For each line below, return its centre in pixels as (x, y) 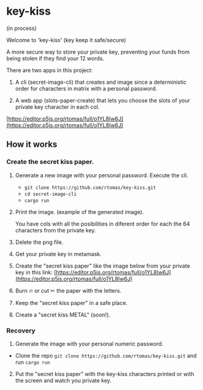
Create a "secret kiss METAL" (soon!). (63, 315)
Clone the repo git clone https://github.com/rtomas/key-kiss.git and (106, 355)
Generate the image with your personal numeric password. (89, 344)
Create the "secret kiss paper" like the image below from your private (103, 266)
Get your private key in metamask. (58, 254)
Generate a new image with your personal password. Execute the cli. (102, 175)
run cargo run (32, 362)
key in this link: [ (35, 272)
